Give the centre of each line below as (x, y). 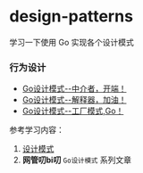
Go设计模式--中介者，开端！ (74, 89)
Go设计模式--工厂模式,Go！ (73, 111)
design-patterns (71, 16)
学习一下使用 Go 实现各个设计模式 (71, 42)
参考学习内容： (37, 130)
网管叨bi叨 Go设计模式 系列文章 (77, 160)
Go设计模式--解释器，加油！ (74, 100)
